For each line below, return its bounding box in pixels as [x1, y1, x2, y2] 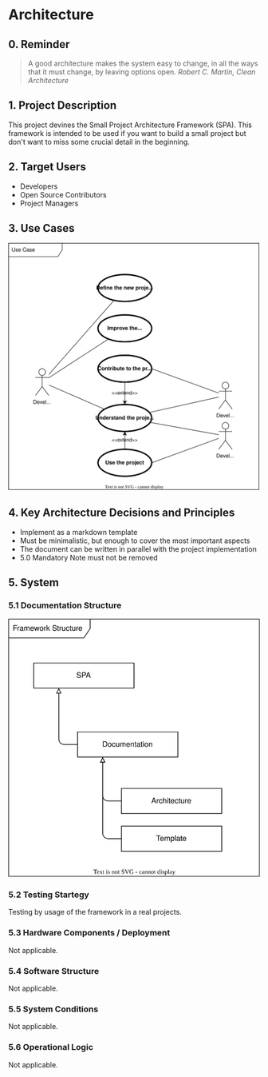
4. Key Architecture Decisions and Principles [8, 506, 235, 520]
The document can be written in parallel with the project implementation [19, 544, 258, 553]
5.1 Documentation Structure [8, 600, 122, 611]
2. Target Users [8, 160, 86, 174]
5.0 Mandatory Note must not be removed [19, 552, 158, 562]
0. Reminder [8, 38, 70, 51]
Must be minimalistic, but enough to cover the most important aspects [19, 536, 250, 545]
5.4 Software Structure [8, 965, 100, 976]
